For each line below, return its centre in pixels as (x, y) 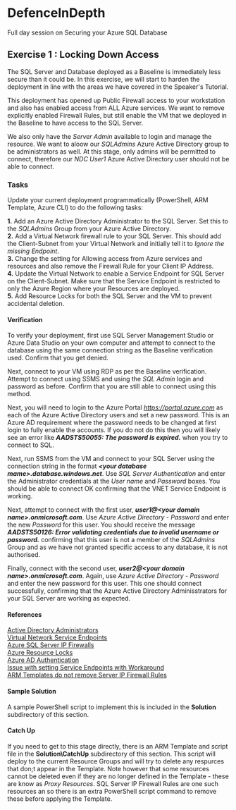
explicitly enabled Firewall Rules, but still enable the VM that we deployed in (117, 115)
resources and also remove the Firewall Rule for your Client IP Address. (111, 266)
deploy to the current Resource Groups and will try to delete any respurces (116, 761)
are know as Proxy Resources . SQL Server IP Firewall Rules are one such (113, 783)
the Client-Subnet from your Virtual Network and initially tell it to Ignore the (116, 244)
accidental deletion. (36, 304)
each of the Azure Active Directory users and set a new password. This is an (118, 415)
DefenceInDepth (56, 13)
